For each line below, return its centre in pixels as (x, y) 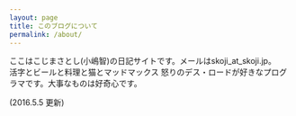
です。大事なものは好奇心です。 (83, 84)
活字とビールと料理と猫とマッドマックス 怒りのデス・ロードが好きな (136, 72)
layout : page (34, 18)
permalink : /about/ (46, 34)
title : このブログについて (54, 26)
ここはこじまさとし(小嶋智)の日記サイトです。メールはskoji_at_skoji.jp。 (143, 61)
